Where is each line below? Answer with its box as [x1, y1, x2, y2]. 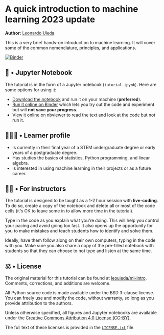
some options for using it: [5, 87, 57, 93]
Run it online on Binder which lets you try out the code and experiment [12, 102, 155, 107]
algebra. [12, 160, 29, 166]
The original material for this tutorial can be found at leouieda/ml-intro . [5, 275, 147, 281]
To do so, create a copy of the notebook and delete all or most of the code [5, 203, 155, 209]
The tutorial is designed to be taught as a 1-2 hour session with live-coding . [5, 198, 158, 204]
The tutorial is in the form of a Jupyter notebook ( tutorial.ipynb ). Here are [5, 81, 157, 87]
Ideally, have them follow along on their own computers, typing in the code [5, 237, 156, 243]
